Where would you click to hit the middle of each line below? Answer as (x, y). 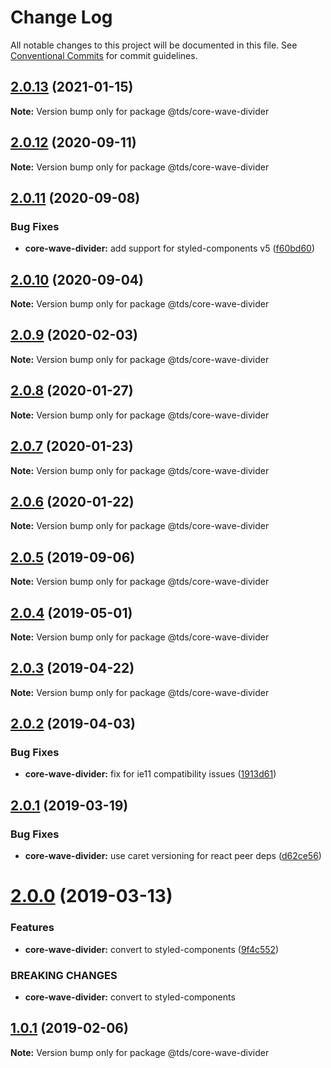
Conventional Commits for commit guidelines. (104, 55)
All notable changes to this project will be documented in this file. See (154, 45)
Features (32, 928)
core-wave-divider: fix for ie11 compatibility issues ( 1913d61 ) (150, 774)
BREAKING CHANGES (64, 975)
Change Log (61, 17)
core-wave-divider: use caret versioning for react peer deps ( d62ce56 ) (173, 856)
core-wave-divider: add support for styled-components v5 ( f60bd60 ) (170, 248)
